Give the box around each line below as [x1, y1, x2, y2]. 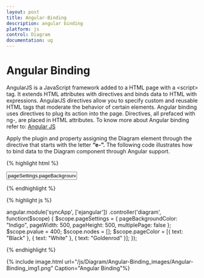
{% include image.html [6, 258, 64, 265]
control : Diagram [6, 32, 51, 38]
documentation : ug [6, 37, 53, 43]
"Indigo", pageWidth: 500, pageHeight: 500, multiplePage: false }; [6, 221, 172, 229]
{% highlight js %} [6, 196, 52, 203]
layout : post [6, 9, 40, 15]
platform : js [6, 26, 40, 32]
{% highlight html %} [6, 159, 59, 167]
